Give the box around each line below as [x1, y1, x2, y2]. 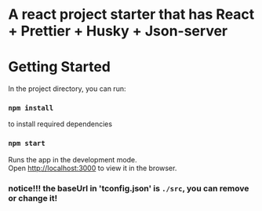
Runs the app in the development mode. [8, 155, 137, 164]
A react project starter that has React [8, 5, 255, 24]
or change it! [8, 192, 57, 203]
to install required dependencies [8, 119, 112, 129]
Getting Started [8, 58, 111, 76]
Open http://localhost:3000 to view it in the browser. [8, 163, 177, 173]
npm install [8, 104, 54, 113]
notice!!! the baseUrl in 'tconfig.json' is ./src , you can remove [8, 183, 249, 194]
